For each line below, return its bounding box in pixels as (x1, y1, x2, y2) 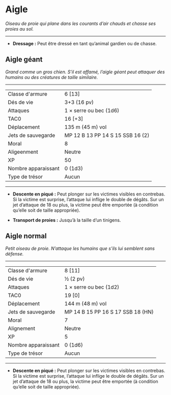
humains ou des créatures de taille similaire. (5, 74, 98, 80)
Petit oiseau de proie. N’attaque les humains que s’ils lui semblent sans (5, 245, 155, 251)
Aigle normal (5, 232, 47, 240)
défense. (5, 250, 24, 257)
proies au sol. (5, 25, 34, 32)
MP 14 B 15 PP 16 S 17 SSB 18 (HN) (64, 308, 154, 315)
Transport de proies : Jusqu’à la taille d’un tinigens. (12, 217, 121, 223)
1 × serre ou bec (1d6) (64, 107, 120, 114)
